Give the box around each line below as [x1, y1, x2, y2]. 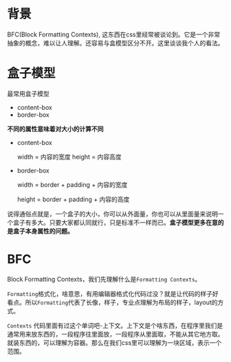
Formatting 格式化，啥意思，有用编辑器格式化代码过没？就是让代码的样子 [7, 289, 213, 297]
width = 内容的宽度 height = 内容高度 [16, 152, 122, 161]
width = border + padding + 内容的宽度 [16, 180, 128, 189]
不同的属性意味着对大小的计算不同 [7, 124, 104, 133]
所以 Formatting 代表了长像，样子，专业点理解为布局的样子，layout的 [25, 298, 218, 306]
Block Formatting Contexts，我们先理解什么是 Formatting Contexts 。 [7, 275, 201, 283]
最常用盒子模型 [7, 89, 49, 98]
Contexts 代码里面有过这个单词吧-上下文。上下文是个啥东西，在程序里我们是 [7, 321, 223, 330]
